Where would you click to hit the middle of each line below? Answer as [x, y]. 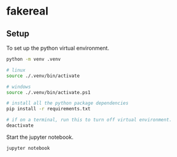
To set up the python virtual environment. [58, 48]
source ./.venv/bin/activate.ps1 [48, 92]
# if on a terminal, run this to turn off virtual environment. [89, 120]
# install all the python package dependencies [68, 103]
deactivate [20, 125]
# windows [19, 87]
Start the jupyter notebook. [40, 137]
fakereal [27, 11]
